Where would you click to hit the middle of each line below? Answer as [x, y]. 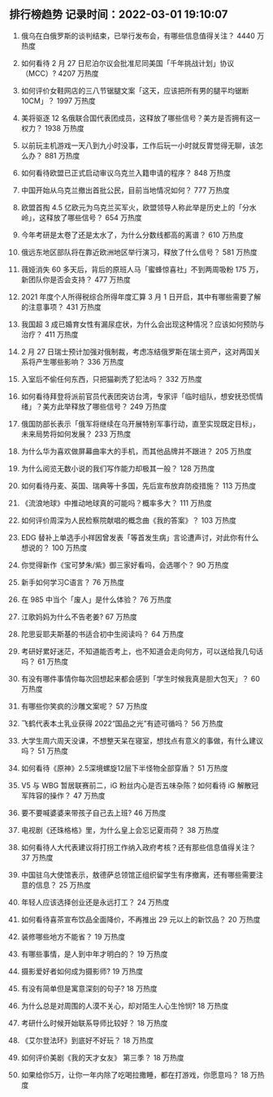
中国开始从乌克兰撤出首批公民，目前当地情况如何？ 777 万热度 [125, 190]
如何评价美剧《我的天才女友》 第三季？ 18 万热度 [102, 1057]
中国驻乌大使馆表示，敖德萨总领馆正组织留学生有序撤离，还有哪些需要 [139, 874]
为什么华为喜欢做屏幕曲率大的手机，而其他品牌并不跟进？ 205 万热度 [136, 451]
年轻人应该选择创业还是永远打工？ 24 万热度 [95, 902]
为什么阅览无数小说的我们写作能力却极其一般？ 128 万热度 [118, 468]
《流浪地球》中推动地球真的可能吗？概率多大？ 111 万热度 [116, 503]
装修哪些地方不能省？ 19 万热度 [73, 936]
